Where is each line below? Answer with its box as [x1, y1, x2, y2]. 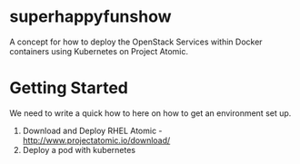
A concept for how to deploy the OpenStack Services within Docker [9, 36, 263, 47]
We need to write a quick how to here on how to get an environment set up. [9, 107, 292, 119]
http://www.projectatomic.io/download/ [22, 134, 171, 146]
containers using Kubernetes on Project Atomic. [9, 45, 189, 56]
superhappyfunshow [9, 6, 172, 27]
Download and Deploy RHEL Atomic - [22, 125, 163, 136]
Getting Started [9, 78, 129, 99]
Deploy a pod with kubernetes [22, 144, 136, 155]
